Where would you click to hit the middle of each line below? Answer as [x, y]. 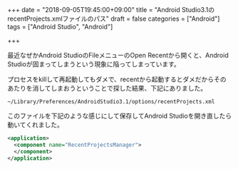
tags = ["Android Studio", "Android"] [60, 27]
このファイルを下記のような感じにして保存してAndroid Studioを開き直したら [120, 116]
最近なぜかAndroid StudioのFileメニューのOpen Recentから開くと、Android [118, 55]
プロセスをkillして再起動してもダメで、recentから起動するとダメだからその [117, 79]
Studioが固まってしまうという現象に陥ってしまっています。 [94, 64]
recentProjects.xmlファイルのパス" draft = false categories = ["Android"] [114, 19]
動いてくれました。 [36, 125]
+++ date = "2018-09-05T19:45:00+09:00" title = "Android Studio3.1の [111, 10]
